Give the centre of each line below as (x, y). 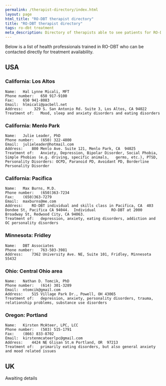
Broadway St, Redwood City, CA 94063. (45, 214)
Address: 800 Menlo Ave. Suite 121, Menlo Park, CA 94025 (70, 148)
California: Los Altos (30, 81)
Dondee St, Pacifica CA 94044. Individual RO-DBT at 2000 (74, 210)
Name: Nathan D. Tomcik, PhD (37, 281)
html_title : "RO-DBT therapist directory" (49, 19)
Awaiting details (21, 378)
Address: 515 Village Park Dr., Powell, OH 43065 (61, 294)
